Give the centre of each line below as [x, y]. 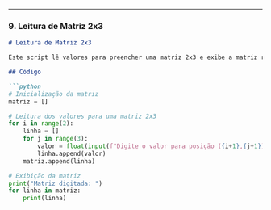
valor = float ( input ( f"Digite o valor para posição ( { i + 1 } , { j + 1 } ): [153, 146]
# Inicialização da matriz [54, 94]
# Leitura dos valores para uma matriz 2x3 [83, 116]
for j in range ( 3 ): [56, 139]
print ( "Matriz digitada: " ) [56, 183]
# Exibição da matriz [45, 176]
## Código [25, 72]
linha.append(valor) [72, 153]
